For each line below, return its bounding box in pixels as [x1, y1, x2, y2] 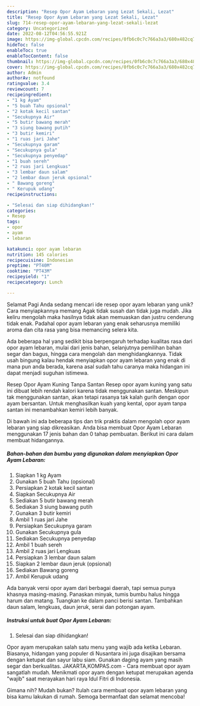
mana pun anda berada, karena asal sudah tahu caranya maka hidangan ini [7, 363, 191, 370]
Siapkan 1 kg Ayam [15, 471, 62, 479]
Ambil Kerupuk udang [15, 573, 69, 580]
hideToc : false [7, 42, 45, 48]
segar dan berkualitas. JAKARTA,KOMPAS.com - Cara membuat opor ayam [7, 662, 191, 670]
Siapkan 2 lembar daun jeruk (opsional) [15, 560, 112, 567]
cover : [7, 64, 23, 70]
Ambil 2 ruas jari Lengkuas [15, 547, 81, 554]
